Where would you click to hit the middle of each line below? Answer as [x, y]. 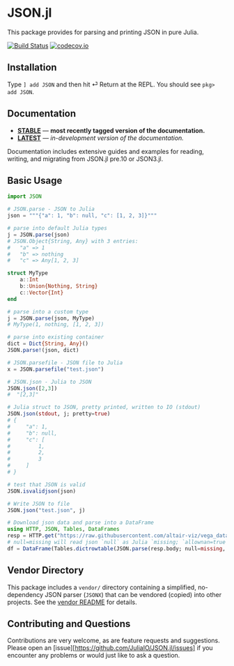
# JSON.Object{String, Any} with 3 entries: [73, 241]
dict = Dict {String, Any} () [48, 344]
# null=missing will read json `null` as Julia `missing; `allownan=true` [118, 542]
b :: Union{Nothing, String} [59, 286]
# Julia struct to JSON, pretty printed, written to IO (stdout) [104, 408]
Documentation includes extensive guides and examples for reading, [106, 151]
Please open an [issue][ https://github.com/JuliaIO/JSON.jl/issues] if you [110, 648]
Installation [32, 68]
